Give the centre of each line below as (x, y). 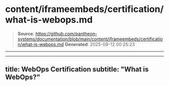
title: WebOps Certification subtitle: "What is (77, 69)
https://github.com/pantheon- (66, 33)
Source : (26, 33)
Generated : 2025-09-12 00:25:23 (100, 44)
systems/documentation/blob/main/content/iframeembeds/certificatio (90, 39)
